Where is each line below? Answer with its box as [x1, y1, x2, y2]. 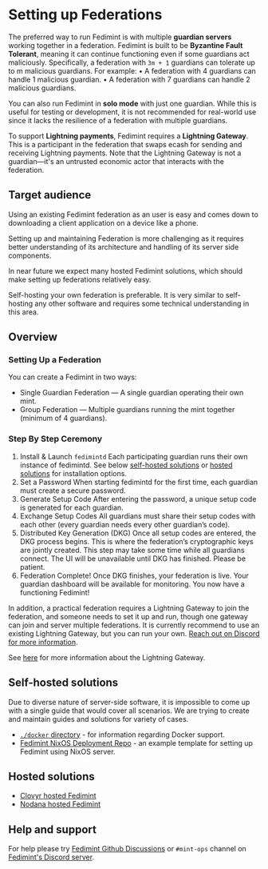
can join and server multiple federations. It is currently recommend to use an [8, 620, 260, 630]
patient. [19, 562, 45, 571]
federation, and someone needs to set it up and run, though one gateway [8, 611, 249, 621]
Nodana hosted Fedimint [19, 799, 101, 809]
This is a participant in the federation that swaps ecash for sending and [8, 139, 242, 149]
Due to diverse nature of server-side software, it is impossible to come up [8, 697, 250, 707]
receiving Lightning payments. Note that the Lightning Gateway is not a [8, 148, 242, 158]
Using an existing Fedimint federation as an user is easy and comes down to [8, 210, 259, 219]
